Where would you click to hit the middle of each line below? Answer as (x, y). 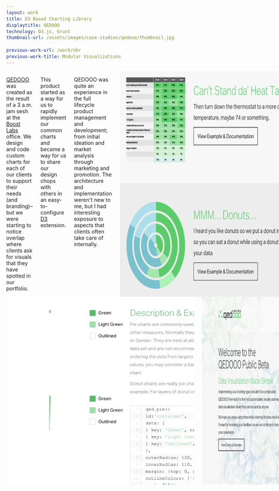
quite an (84, 86)
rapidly (49, 111)
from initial (87, 136)
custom (15, 156)
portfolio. (17, 288)
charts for (18, 161)
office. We (19, 136)
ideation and (89, 142)
